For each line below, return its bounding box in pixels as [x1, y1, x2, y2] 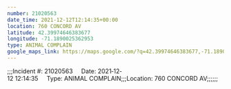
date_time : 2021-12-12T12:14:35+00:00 [7, 16, 118, 23]
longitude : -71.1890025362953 [7, 36, 94, 42]
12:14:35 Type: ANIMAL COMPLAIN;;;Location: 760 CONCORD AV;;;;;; [14, 74, 219, 82]
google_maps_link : [7, 49, 60, 55]
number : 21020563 [7, 10, 57, 17]
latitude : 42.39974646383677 [7, 29, 91, 36]
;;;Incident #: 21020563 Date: [7, 66, 96, 75]
